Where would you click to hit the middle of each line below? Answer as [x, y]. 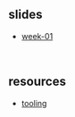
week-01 [37, 36]
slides [25, 15]
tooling [34, 103]
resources [37, 82]
